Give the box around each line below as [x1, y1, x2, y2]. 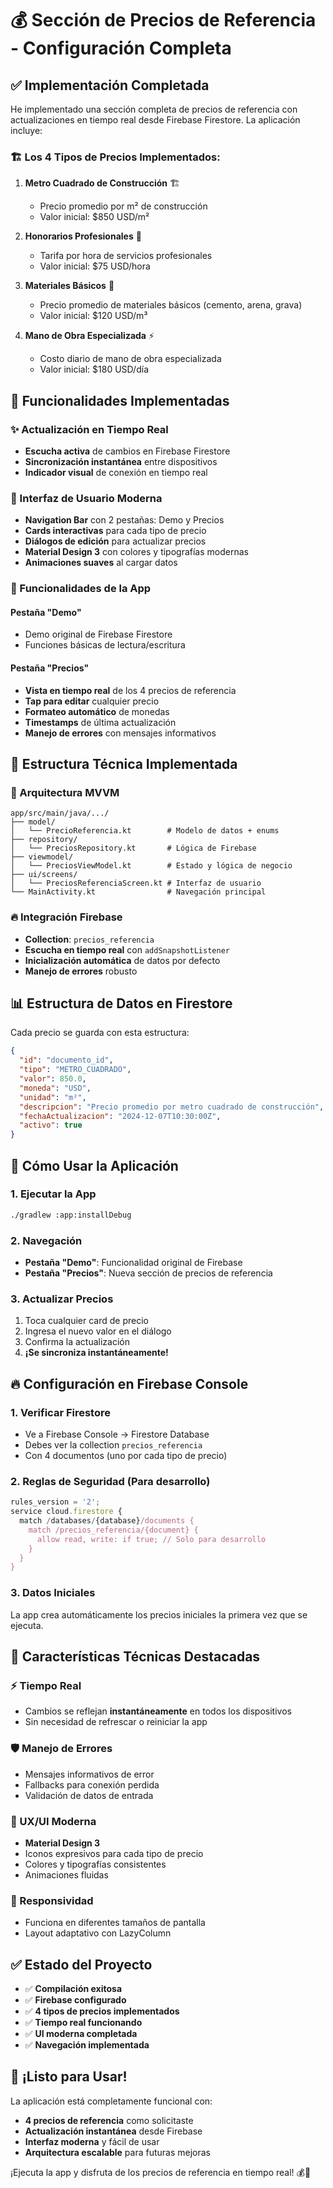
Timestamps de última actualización [24, 716, 177, 728]
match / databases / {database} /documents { [19, 1516, 195, 1526]
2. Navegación [10, 1233, 83, 1247]
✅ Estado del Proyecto [10, 1956, 153, 1973]
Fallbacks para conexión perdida [24, 1778, 160, 1791]
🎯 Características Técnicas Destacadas [10, 1648, 261, 1665]
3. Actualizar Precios [10, 1292, 114, 1306]
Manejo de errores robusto [24, 965, 138, 977]
